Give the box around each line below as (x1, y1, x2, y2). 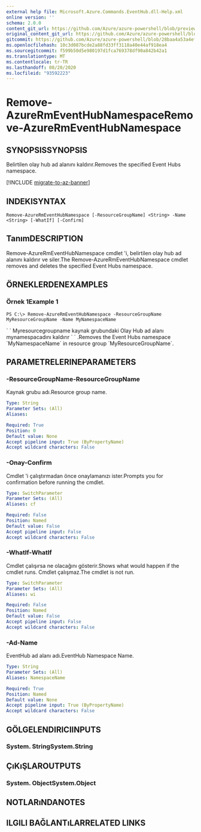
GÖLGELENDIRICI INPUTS (6, 724, 102, 734)
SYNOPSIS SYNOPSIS (6, 145, 88, 155)
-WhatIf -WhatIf (6, 549, 52, 557)
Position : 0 (6, 428, 36, 434)
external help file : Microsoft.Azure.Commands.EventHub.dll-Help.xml (6, 8, 184, 15)
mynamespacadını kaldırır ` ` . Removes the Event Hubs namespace (6, 333, 171, 340)
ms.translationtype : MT (6, 53, 66, 59)
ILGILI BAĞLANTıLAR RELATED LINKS (6, 818, 146, 828)
